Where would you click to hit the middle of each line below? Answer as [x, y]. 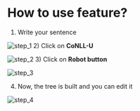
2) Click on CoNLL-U [63, 45]
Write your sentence [47, 32]
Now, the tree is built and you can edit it [75, 86]
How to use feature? [68, 13]
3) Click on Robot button [71, 59]
